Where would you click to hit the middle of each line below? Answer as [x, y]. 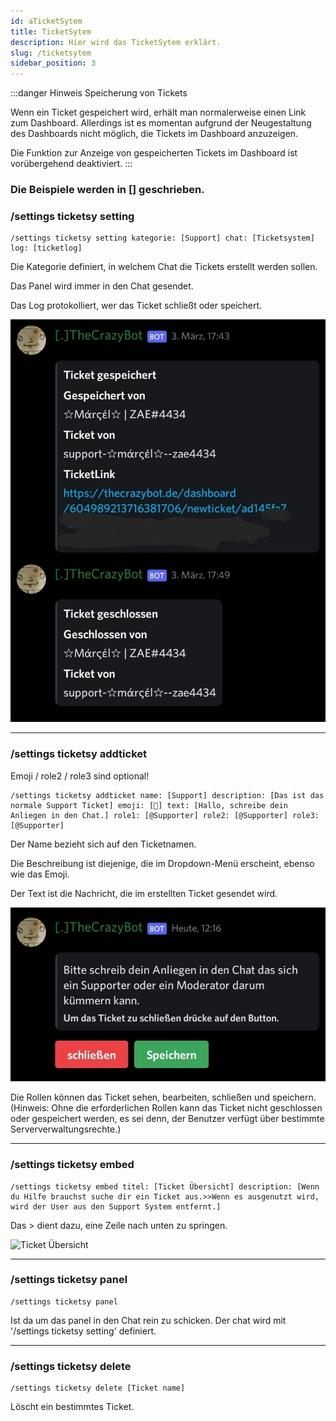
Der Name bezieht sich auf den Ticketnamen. [103, 844]
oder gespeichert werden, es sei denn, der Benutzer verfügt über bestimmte [167, 1119]
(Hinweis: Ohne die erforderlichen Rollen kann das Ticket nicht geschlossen [166, 1108]
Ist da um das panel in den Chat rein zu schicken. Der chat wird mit [148, 1320]
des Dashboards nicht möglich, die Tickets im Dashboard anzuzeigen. [154, 134]
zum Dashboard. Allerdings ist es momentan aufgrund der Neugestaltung [161, 123]
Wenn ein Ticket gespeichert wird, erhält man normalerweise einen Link [158, 112]
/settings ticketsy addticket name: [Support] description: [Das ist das [167, 795]
